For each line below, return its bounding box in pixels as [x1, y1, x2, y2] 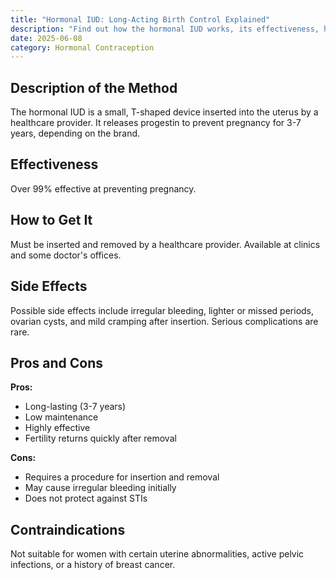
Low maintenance [24, 411, 99, 423]
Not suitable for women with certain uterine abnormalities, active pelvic [10, 548, 305, 560]
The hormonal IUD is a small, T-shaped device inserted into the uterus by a [10, 106, 319, 118]
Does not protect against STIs [24, 492, 148, 505]
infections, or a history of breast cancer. [10, 559, 176, 571]
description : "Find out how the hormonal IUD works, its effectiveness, [10, 24, 320, 34]
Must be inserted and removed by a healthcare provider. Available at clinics [10, 238, 321, 250]
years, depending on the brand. [10, 127, 141, 140]
